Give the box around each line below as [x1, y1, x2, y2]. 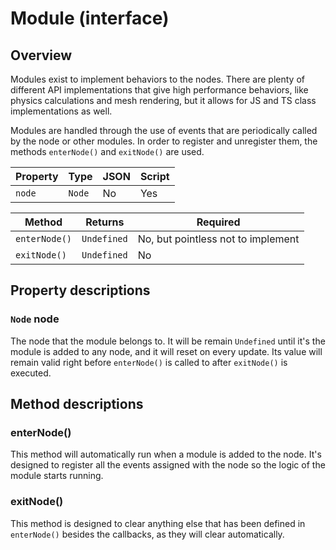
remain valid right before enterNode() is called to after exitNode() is [10, 356, 288, 368]
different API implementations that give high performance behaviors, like [10, 84, 309, 96]
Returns [85, 215, 125, 229]
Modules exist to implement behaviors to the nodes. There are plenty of [10, 73, 305, 85]
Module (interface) [10, 7, 170, 30]
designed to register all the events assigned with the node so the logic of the [10, 459, 326, 471]
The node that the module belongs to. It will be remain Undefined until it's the [10, 335, 326, 347]
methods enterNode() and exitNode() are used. [10, 146, 205, 157]
